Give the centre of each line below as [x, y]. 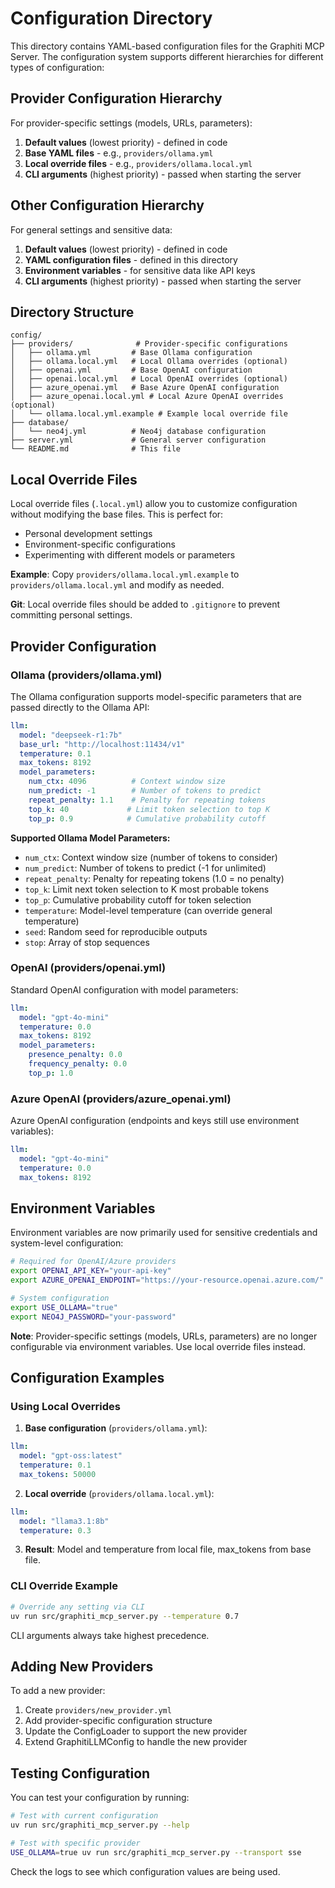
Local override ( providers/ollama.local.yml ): [119, 1493]
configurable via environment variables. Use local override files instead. [158, 1346]
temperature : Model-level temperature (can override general [148, 910]
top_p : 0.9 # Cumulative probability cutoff [147, 818]
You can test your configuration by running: [100, 1798]
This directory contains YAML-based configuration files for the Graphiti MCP [167, 46]
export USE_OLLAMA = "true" [64, 1307]
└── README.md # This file [96, 449]
